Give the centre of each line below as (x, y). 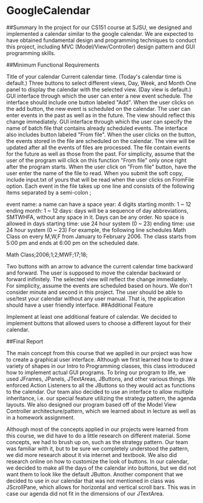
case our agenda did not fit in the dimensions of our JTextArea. (85, 493)
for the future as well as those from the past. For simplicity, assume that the (101, 154)
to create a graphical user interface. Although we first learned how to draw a (102, 359)
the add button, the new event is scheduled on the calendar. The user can (98, 108)
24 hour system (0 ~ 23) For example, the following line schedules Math (96, 230)
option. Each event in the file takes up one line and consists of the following (101, 186)
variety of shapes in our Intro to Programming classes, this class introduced (101, 366)
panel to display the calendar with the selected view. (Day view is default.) (99, 89)
